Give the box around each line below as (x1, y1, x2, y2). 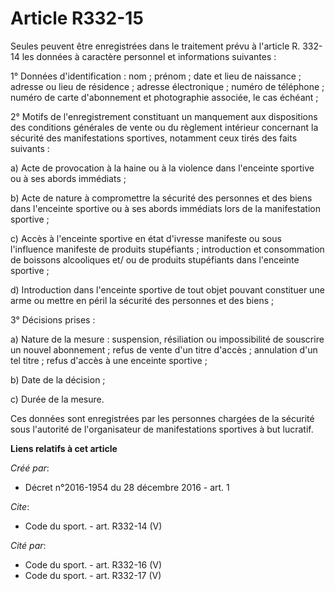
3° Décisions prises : (10, 313, 96, 326)
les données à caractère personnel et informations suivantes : (21, 50, 277, 62)
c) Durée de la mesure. (10, 393, 105, 405)
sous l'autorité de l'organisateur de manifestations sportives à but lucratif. (10, 423, 314, 435)
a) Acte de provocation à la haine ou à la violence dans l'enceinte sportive (10, 162, 315, 174)
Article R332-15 (10, 7, 144, 30)
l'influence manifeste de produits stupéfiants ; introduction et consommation (10, 243, 325, 255)
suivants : (10, 142, 50, 154)
